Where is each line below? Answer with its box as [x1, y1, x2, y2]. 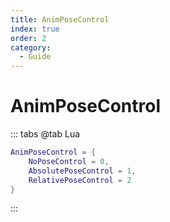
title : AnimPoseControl [10, 14, 110, 25]
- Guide [19, 52, 52, 62]
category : [10, 42, 52, 53]
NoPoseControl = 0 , [28, 156, 110, 166]
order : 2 [10, 33, 47, 43]
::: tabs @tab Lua [10, 128, 81, 140]
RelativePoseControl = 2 [28, 175, 132, 185]
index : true [10, 24, 60, 34]
